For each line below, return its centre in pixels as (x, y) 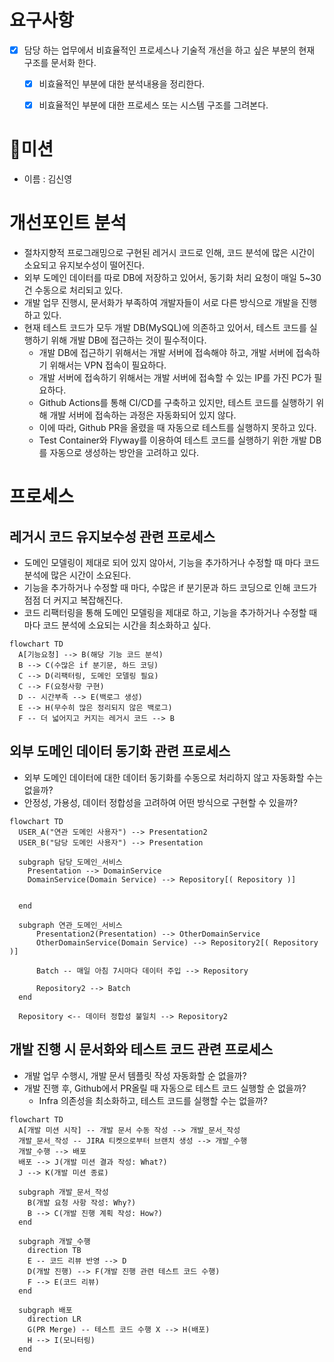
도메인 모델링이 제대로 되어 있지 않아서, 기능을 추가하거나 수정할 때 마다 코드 (172, 562)
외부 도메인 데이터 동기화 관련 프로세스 (120, 751)
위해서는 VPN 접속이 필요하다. (108, 365)
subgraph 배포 (45, 1310)
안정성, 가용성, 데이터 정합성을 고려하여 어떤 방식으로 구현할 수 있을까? (160, 802)
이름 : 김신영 (48, 179)
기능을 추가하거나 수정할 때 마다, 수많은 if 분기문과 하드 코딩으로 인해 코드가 (170, 587)
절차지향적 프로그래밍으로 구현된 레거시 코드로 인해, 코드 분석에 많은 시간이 (169, 252)
